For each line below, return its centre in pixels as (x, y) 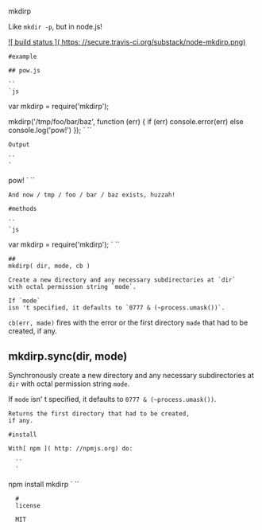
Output (19, 145)
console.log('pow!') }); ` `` (50, 131)
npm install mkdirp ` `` (44, 484)
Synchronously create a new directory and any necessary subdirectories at (131, 375)
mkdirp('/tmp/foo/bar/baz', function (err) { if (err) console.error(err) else (126, 122)
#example (23, 57)
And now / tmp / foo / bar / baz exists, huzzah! (92, 195)
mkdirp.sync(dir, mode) (68, 356)
